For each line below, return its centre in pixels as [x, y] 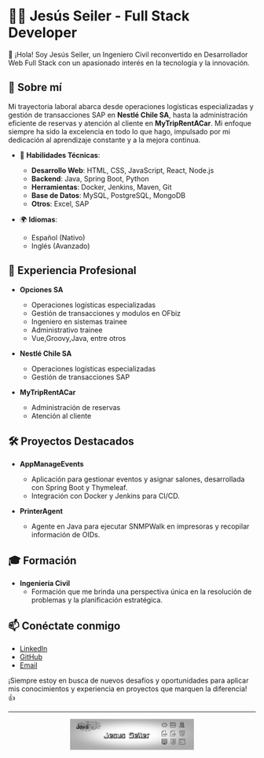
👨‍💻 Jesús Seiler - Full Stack [99, 16]
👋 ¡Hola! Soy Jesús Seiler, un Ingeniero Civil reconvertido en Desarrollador [128, 54]
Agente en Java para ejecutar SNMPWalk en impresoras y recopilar [140, 526]
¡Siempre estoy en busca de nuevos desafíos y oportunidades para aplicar [128, 680]
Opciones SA [41, 289]
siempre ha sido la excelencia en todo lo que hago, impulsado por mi [119, 131]
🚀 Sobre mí [35, 88]
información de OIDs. [66, 535]
